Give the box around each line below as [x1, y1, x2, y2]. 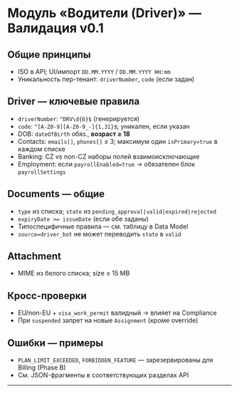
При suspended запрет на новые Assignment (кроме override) [17, 316, 198, 325]
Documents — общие [7, 188, 105, 200]
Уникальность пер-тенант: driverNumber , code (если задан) [17, 75, 195, 83]
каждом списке [17, 145, 66, 153]
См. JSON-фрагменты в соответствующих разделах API [17, 371, 189, 379]
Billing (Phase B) [17, 363, 66, 372]
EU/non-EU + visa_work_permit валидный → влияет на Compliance [17, 308, 217, 318]
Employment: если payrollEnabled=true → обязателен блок [17, 159, 196, 168]
